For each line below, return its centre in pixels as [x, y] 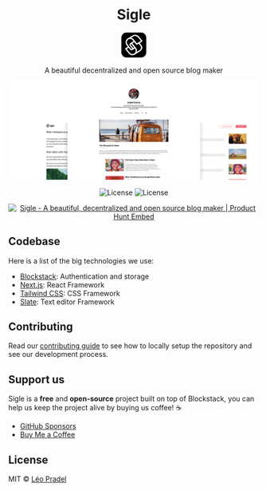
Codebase [35, 242]
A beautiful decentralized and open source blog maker [134, 70]
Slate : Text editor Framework [67, 302]
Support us [37, 380]
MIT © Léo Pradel [37, 479]
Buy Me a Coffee [47, 435]
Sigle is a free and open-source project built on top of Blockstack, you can [131, 399]
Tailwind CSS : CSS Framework [70, 293]
